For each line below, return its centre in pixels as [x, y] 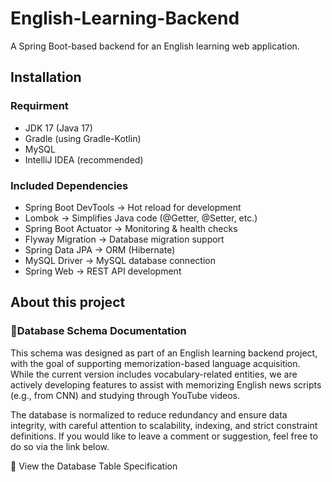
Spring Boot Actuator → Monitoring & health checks [131, 228]
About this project [68, 302]
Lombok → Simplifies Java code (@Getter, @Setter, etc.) [141, 218]
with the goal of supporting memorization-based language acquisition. [155, 363]
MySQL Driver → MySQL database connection [120, 260]
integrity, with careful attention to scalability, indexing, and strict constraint [164, 425]
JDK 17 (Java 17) [58, 128]
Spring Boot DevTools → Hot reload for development [133, 207]
